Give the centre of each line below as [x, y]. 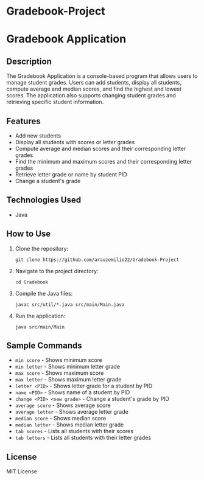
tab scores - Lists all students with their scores [74, 431]
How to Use [29, 234]
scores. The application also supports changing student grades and [91, 96]
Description [29, 61]
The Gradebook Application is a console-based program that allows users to [102, 76]
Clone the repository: [42, 248]
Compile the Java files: [44, 293]
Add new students [38, 136]
